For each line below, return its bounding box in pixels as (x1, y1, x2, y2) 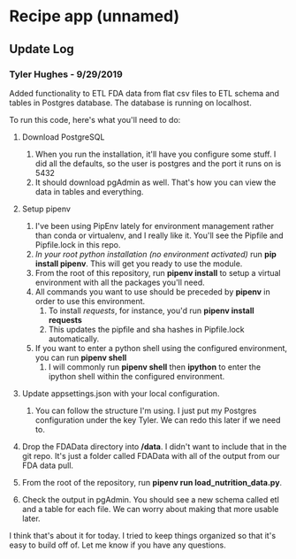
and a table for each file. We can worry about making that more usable (21, 503, 279, 514)
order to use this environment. (34, 295, 146, 306)
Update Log (9, 42, 75, 57)
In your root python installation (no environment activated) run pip (34, 249, 277, 259)
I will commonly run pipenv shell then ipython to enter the (48, 361, 262, 372)
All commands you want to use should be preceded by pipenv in (34, 286, 271, 297)
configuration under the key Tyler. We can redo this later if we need (34, 414, 281, 425)
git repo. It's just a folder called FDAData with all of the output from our (21, 450, 280, 461)
